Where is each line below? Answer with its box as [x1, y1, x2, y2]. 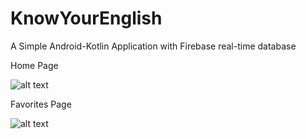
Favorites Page [10, 98, 72, 110]
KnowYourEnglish [10, 7, 163, 30]
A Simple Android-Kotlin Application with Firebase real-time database [10, 40, 297, 52]
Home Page [10, 59, 59, 71]
